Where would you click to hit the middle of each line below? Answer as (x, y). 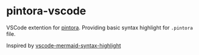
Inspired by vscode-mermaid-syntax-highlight (64, 45)
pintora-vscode (46, 11)
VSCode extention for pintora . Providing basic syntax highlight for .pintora (100, 27)
